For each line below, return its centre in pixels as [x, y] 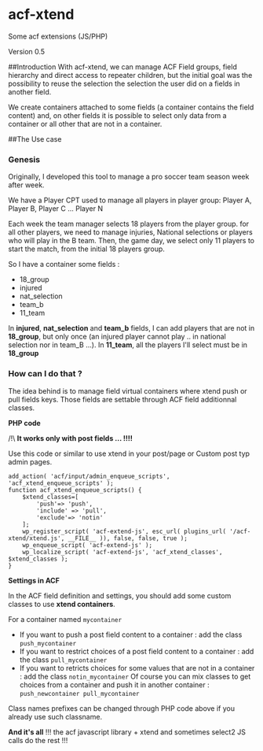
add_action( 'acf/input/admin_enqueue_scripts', [89, 476]
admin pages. [30, 461]
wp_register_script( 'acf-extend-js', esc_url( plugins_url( [124, 531]
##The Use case [35, 139]
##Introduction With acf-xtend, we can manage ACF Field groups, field [122, 67]
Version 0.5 [27, 51]
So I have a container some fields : [64, 265]
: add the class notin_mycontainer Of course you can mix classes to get [135, 676]
